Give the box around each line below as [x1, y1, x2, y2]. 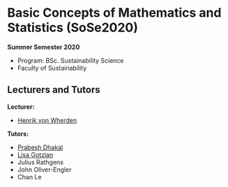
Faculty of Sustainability [17, 63, 87, 72]
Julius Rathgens [17, 158, 64, 166]
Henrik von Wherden [17, 116, 77, 124]
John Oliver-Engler [17, 165, 72, 174]
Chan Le [17, 172, 42, 181]
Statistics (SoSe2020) [7, 20, 138, 36]
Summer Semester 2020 [7, 43, 80, 51]
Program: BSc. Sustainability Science [17, 56, 124, 64]
